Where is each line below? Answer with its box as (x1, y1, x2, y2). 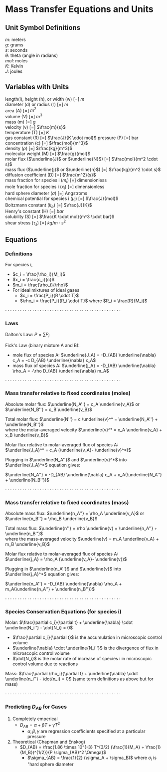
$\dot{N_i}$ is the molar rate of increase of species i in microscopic (12, 656, 152, 662)
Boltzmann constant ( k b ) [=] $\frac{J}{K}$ (5, 202, 92, 209)
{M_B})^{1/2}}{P (19, 750, 53, 756)
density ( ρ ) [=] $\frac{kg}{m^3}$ (5, 146, 73, 152)
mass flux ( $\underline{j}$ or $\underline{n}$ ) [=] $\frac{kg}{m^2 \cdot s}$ (5, 167, 161, 173)
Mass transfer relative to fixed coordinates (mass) (5, 499, 129, 506)
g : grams (5, 42, 23, 48)
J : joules (5, 68, 22, 74)
